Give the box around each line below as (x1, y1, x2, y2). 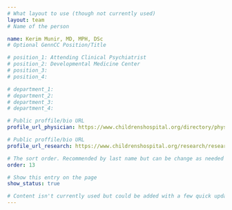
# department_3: (7, 98, 54, 105)
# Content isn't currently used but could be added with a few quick (7, 193, 212, 200)
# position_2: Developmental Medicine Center (7, 61, 140, 67)
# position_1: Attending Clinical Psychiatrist (7, 54, 147, 61)
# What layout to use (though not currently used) (7, 10, 156, 17)
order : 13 (7, 161, 36, 169)
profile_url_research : (7, 143, 72, 149)
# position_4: (7, 73, 48, 80)
